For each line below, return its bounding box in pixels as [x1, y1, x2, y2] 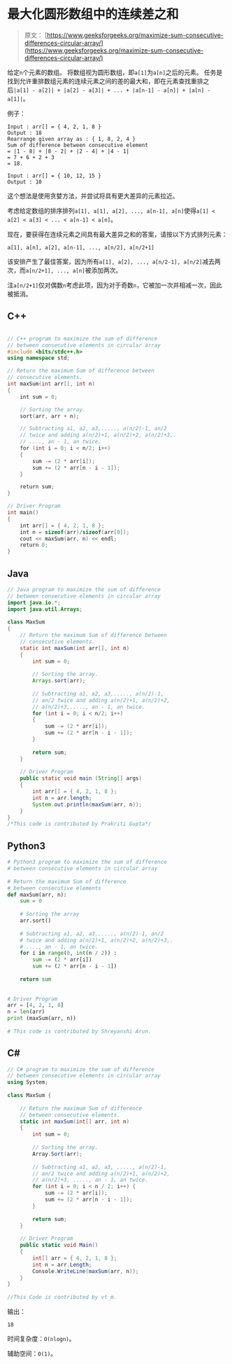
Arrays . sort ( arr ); [32, 677, 86, 684]
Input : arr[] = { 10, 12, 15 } [7, 172, 101, 179]
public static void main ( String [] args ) [20, 775, 142, 782]
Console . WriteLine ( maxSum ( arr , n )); [32, 1267, 139, 1275]
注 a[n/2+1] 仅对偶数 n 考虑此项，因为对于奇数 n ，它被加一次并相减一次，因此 [7, 281, 222, 289]
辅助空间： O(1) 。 [7, 1349, 57, 1358]
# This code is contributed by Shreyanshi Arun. [7, 1028, 152, 1035]
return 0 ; [20, 542, 49, 549]
